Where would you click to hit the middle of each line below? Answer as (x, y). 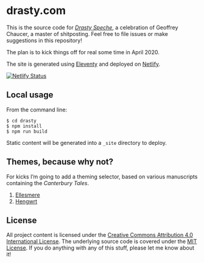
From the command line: (37, 110)
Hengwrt (26, 201)
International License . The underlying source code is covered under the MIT (102, 242)
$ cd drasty (21, 121)
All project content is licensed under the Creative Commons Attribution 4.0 (100, 235)
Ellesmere (28, 195)
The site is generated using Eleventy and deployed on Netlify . (83, 64)
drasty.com (36, 11)
